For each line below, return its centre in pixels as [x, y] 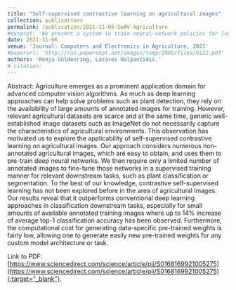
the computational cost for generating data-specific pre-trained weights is [115, 228]
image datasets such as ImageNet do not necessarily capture [131, 123]
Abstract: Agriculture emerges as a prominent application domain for [106, 86]
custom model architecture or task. [58, 242]
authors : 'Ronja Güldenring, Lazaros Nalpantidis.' [84, 60]
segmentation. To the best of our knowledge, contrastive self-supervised [113, 183]
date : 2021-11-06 [33, 40]
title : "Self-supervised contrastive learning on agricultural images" [114, 14]
